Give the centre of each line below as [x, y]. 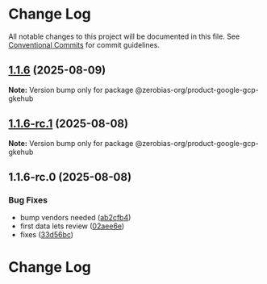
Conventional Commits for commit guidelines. [84, 44]
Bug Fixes [28, 200]
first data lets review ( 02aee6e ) [72, 226]
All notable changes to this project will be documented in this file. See [124, 36]
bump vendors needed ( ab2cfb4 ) [75, 218]
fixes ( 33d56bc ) [47, 235]
